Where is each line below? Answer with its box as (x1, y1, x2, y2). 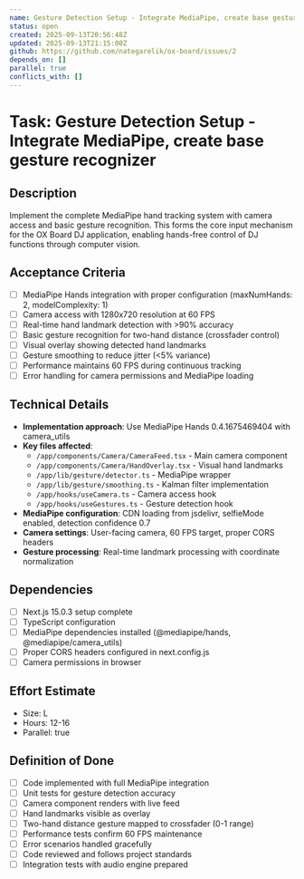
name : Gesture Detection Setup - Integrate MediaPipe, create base (9, 13, 270, 23)
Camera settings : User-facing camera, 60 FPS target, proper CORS (22, 526, 275, 537)
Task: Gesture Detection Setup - (9, 111, 256, 131)
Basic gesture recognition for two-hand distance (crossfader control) (22, 329, 280, 340)
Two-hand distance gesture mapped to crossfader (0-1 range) (22, 817, 255, 829)
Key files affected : (22, 440, 93, 451)
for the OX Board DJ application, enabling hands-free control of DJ (9, 228, 259, 240)
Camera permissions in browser (22, 656, 142, 667)
